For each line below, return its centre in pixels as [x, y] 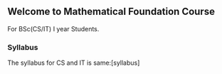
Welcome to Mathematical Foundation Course [111, 12]
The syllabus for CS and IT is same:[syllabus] [74, 63]
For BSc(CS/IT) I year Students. [53, 28]
